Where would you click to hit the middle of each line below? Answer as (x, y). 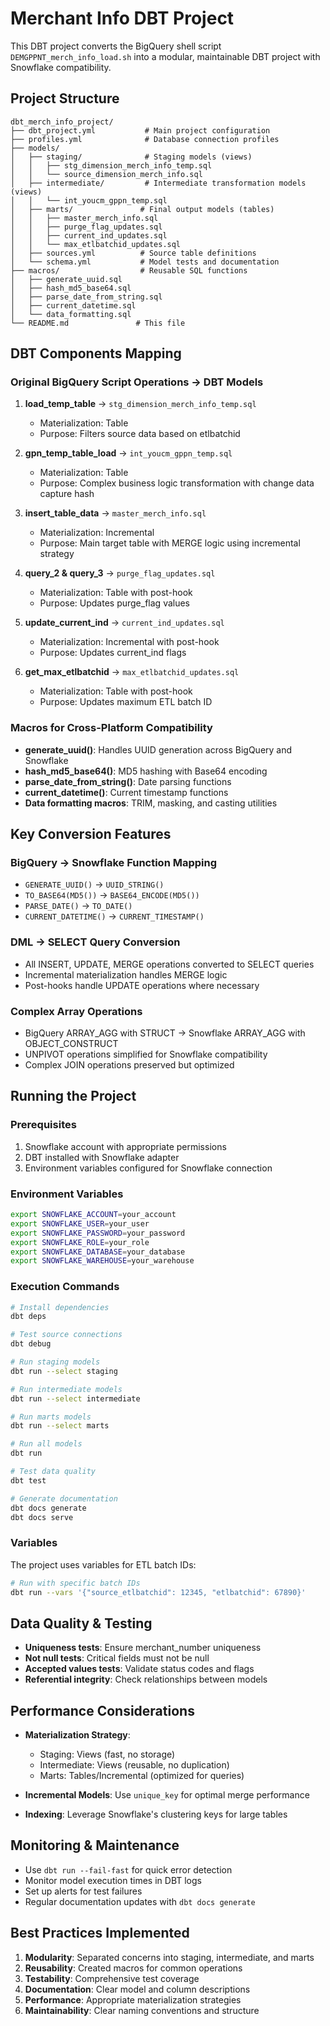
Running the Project (73, 1096)
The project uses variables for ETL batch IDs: (103, 1564)
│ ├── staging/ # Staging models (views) (131, 157)
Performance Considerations (102, 1710)
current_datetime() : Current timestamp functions (126, 792)
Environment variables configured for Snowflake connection (148, 1168)
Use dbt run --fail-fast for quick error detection (128, 1869)
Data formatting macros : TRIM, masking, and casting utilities (151, 803)
